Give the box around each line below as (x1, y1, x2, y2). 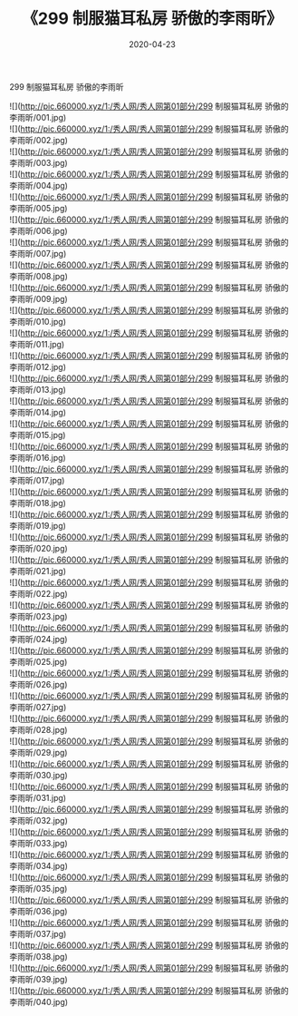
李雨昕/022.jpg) (9, 588, 68, 599)
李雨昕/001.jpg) (9, 112, 67, 122)
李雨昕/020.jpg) (9, 542, 68, 553)
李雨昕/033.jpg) (9, 837, 68, 848)
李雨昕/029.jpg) (9, 747, 68, 757)
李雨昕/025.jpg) (9, 656, 68, 667)
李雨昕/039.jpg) (9, 973, 68, 984)
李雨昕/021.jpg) (9, 565, 66, 576)
